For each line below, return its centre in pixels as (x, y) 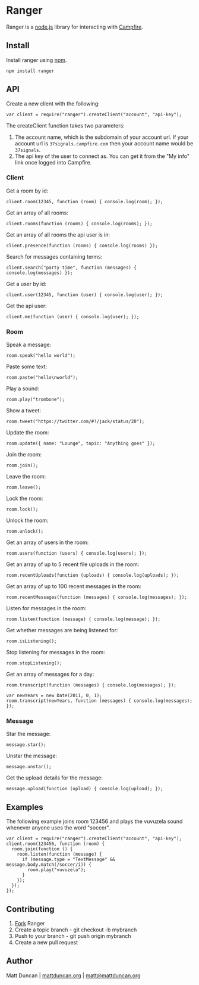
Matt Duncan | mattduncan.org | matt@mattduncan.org (73, 975)
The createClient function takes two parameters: (65, 125)
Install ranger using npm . (37, 60)
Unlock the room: (27, 521)
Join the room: (24, 455)
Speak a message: (29, 345)
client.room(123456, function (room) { (56, 844)
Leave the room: (26, 477)
